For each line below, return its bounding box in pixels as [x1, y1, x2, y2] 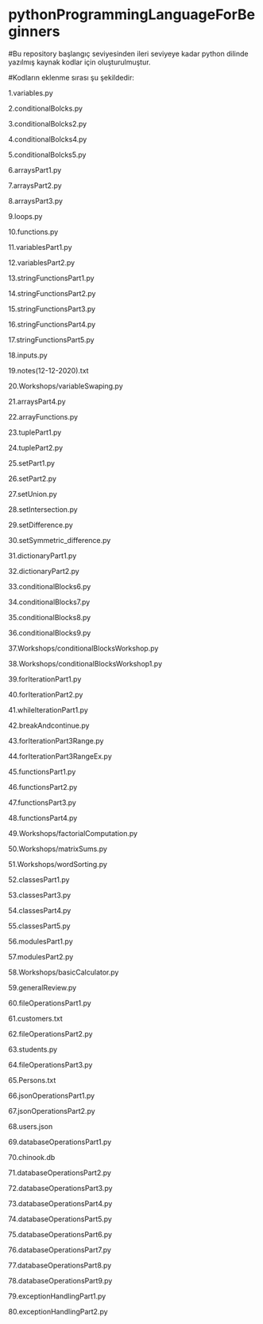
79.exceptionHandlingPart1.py [8, 1291, 106, 1301]
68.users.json [8, 1121, 53, 1131]
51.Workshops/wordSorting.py [8, 859, 107, 869]
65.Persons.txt [8, 1075, 56, 1084]
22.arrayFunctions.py [8, 412, 78, 421]
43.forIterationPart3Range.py [8, 736, 104, 745]
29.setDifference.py [8, 520, 73, 529]
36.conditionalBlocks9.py [8, 627, 91, 638]
